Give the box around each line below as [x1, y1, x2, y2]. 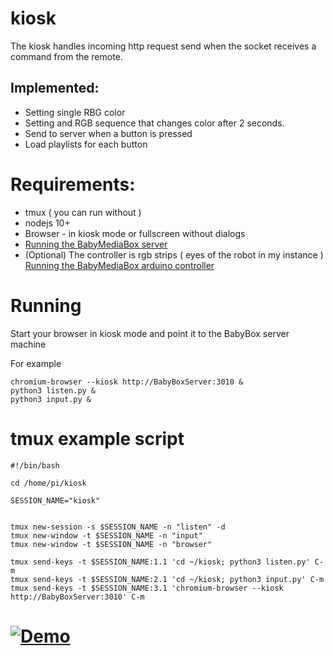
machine [10, 338, 47, 350]
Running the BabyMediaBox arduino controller [24, 259, 215, 271]
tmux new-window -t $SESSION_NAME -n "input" [10, 530, 203, 541]
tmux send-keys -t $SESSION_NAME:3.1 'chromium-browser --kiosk [10, 583, 284, 593]
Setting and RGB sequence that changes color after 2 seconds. [24, 117, 285, 129]
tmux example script [10, 427, 185, 450]
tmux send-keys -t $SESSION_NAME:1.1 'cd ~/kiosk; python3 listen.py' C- [10, 557, 325, 567]
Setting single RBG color [24, 106, 126, 118]
